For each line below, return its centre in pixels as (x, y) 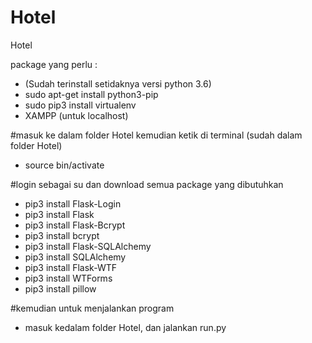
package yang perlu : (54, 64)
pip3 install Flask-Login (73, 203)
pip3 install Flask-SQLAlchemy (88, 246)
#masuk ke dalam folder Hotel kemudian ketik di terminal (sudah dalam (156, 135)
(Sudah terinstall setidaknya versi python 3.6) (118, 83)
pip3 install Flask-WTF (70, 267)
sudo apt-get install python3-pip (91, 94)
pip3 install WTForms (68, 278)
